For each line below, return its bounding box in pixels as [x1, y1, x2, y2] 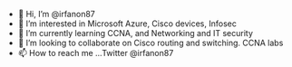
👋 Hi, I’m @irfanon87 [17, 9, 95, 19]
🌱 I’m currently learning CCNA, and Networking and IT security [17, 28, 254, 38]
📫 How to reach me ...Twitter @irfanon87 [17, 48, 174, 58]
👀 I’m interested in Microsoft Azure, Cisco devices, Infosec [17, 18, 238, 29]
